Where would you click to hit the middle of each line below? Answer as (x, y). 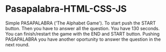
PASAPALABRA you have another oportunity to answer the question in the (83, 39)
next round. (17, 44)
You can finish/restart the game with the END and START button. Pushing (82, 34)
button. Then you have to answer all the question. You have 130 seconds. (82, 28)
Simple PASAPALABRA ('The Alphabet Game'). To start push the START (81, 23)
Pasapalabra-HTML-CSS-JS (66, 9)
